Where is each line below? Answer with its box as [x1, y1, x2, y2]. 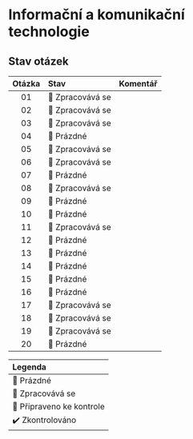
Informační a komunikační [8, 6, 186, 24]
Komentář [119, 78, 158, 89]
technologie [8, 22, 90, 41]
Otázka [12, 78, 41, 89]
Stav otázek [8, 54, 70, 68]
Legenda [12, 361, 46, 373]
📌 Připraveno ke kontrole [12, 401, 106, 412]
